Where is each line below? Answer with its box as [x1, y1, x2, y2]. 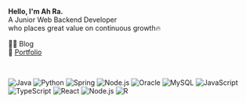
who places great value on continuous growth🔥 [8, 24, 161, 32]
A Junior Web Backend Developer [8, 15, 118, 24]
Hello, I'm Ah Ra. [8, 7, 63, 16]
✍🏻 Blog [8, 39, 34, 48]
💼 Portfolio [8, 47, 42, 57]
